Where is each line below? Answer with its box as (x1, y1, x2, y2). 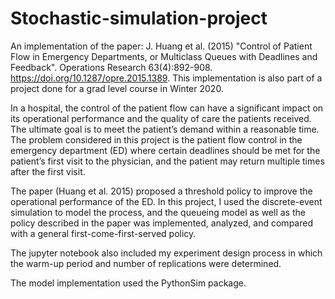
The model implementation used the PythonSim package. (10, 277, 247, 289)
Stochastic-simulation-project (10, 7, 268, 30)
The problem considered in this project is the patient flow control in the (10, 133, 303, 146)
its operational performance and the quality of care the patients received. (10, 112, 312, 124)
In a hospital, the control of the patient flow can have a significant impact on (10, 102, 324, 114)
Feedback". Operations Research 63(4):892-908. (10, 61, 213, 73)
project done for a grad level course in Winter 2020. (10, 82, 224, 94)
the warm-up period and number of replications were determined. (10, 257, 282, 269)
